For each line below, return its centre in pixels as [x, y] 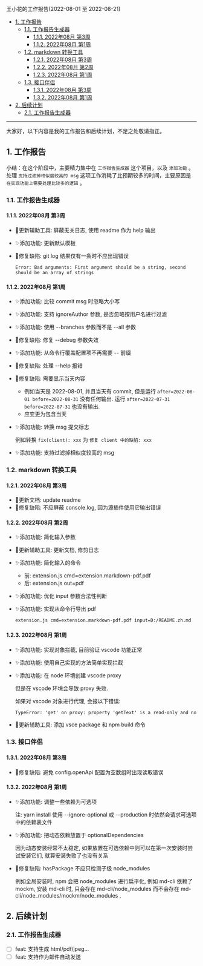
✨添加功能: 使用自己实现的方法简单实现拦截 [69, 662]
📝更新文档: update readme [48, 500]
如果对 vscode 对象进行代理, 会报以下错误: [68, 701]
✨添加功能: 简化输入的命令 [48, 563]
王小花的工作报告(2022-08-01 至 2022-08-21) [63, 9]
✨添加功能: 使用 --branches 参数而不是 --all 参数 [76, 327]
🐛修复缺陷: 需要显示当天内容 [50, 379]
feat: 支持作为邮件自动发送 [48, 957]
